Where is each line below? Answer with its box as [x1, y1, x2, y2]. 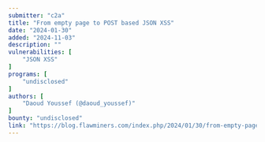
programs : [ [8, 70, 47, 78]
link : [8, 121, 26, 129]
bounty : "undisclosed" [8, 114, 83, 122]
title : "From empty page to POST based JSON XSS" [8, 19, 175, 27]
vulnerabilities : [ [8, 48, 73, 56]
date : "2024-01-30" [8, 26, 73, 34]
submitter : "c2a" [8, 11, 65, 20]
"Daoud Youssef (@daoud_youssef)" [22, 99, 136, 107]
